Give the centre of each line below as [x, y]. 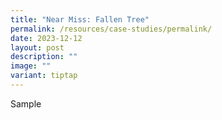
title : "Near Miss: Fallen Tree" [80, 19]
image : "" [31, 66]
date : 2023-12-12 [46, 38]
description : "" [44, 57]
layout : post [37, 47]
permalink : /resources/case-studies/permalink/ [111, 29]
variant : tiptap [44, 76]
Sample [26, 103]
